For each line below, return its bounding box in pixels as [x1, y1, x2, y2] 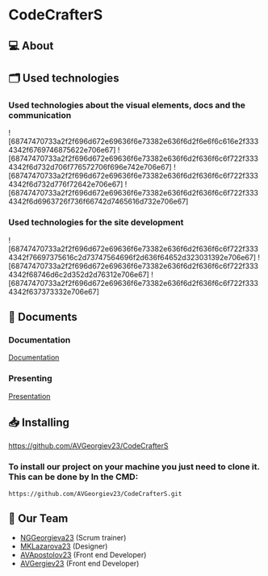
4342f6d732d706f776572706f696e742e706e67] [8, 162, 172, 172]
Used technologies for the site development [8, 217, 184, 228]
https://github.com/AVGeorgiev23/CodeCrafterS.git [8, 490, 182, 498]
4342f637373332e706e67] [8, 287, 99, 296]
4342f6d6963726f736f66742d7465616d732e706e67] [8, 196, 189, 207]
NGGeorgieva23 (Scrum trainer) [19, 533, 127, 543]
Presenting [8, 373, 52, 385]
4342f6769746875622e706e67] [8, 145, 116, 155]
